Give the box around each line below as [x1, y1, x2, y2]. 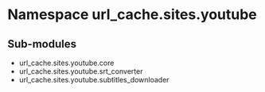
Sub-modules [7, 37, 77, 51]
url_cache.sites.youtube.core [18, 58, 115, 67]
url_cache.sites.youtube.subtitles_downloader [18, 75, 170, 84]
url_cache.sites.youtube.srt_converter [18, 67, 143, 76]
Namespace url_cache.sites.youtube [7, 6, 258, 24]
